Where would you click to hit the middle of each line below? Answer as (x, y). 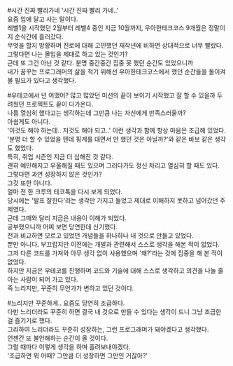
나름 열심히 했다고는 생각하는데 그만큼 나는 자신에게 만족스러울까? (97, 113)
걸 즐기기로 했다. (30, 320)
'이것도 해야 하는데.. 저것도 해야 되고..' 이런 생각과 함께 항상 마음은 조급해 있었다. (116, 130)
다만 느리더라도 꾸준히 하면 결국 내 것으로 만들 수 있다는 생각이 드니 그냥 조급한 (114, 312)
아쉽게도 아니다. (29, 122)
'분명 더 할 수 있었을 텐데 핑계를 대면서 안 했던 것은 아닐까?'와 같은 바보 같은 (110, 139)
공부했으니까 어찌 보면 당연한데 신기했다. (62, 227)
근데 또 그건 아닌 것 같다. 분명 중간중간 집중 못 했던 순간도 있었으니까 (100, 63)
